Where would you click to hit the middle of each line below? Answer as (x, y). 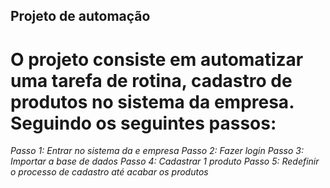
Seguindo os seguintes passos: (143, 123)
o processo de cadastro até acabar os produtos (109, 172)
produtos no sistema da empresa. (152, 101)
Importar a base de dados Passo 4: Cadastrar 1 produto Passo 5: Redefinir (165, 161)
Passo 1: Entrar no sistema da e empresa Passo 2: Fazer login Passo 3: (157, 151)
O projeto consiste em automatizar (157, 59)
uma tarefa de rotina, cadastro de (151, 80)
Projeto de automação (80, 16)
